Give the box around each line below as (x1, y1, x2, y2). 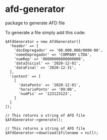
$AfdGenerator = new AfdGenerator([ (5, 39, 81, 44)
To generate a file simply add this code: (5, 29, 86, 35)
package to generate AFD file (5, 20, 65, 26)
